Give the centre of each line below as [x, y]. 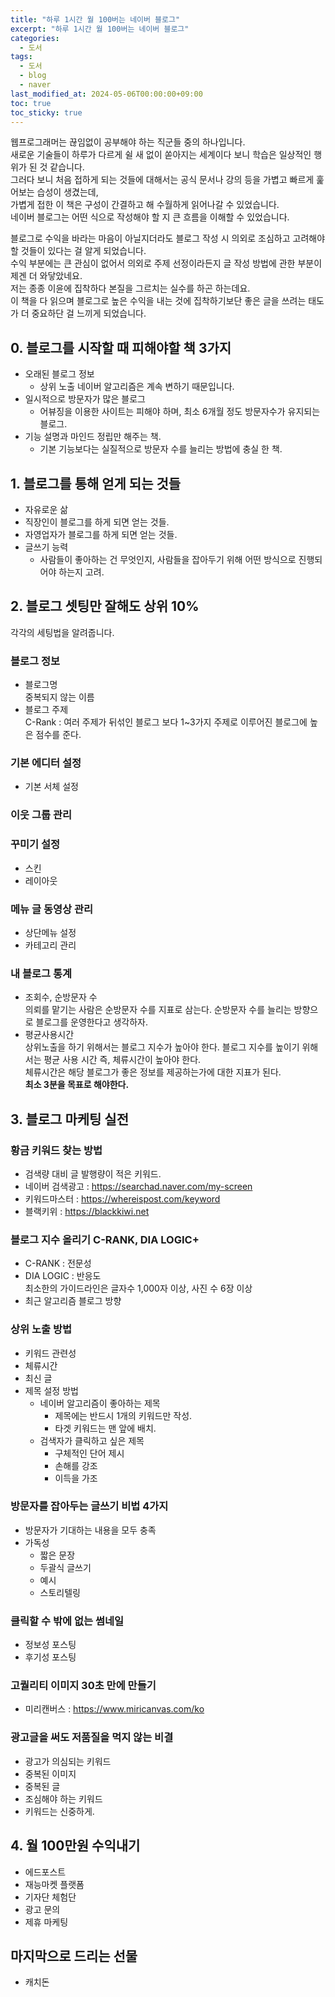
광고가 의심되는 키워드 [68, 1761]
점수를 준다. [58, 735]
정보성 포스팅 [50, 1645]
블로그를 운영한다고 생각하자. [91, 1022]
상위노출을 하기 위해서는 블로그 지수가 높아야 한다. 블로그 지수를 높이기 [162, 1047]
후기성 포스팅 [50, 1657]
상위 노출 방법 [41, 1329]
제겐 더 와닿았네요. [46, 276]
